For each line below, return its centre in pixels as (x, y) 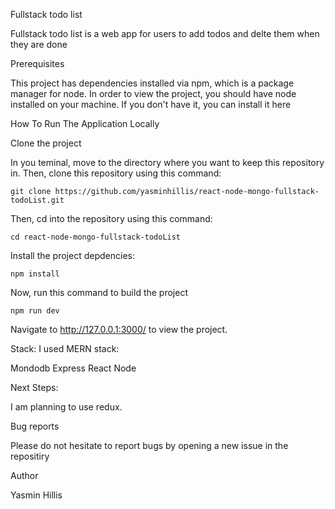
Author (24, 475)
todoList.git (37, 200)
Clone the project (46, 143)
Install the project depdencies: (72, 255)
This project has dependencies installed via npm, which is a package (152, 83)
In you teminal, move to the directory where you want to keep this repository (167, 162)
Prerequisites (37, 63)
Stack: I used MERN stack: (65, 348)
